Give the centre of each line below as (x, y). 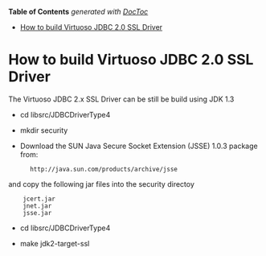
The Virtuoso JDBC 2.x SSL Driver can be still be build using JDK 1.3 (121, 99)
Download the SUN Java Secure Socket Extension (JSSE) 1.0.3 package (139, 146)
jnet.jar (37, 206)
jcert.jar (39, 199)
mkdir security (44, 130)
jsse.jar (37, 213)
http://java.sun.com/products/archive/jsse (104, 169)
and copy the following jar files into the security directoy (102, 184)
